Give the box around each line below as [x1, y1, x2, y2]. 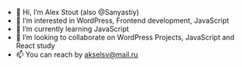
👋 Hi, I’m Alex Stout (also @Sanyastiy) [15, 8, 140, 17]
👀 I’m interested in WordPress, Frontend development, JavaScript [15, 16, 229, 25]
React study [15, 41, 56, 50]
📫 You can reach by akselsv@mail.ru [15, 50, 139, 59]
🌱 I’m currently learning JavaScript [15, 24, 129, 33]
